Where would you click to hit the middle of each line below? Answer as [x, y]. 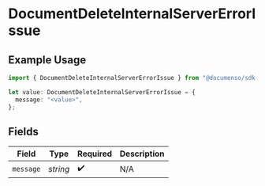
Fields [24, 131]
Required [95, 154]
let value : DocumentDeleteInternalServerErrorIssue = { [102, 92]
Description [142, 154]
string [59, 169]
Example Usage [47, 60]
